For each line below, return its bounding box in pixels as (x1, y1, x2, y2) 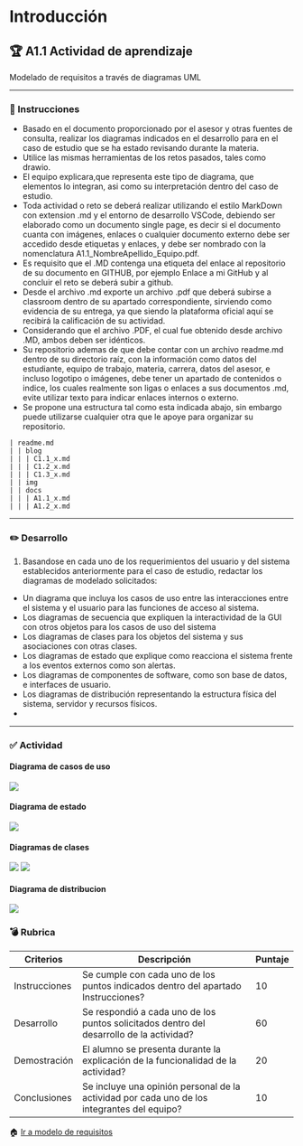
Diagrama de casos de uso (9, 761, 111, 772)
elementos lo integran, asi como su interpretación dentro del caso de (22, 181, 279, 192)
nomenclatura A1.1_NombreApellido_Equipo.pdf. (22, 249, 200, 259)
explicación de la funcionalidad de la (82, 1054, 237, 1066)
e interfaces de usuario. (22, 679, 111, 690)
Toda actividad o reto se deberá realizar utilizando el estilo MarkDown (22, 201, 282, 211)
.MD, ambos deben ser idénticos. (22, 334, 146, 345)
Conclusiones (14, 1091, 72, 1104)
